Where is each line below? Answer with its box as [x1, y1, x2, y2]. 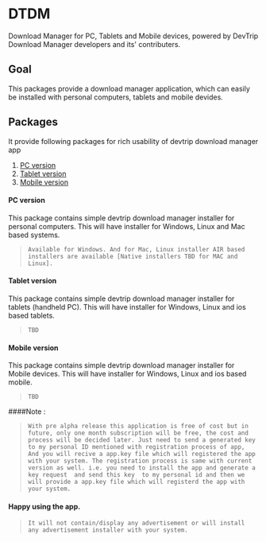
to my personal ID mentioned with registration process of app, [27, 443, 245, 451]
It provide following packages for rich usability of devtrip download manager [8, 136, 259, 146]
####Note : [8, 407, 46, 416]
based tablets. [8, 310, 56, 320]
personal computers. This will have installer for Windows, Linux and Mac [8, 221, 245, 231]
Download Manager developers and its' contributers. [8, 39, 181, 49]
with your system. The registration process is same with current [27, 457, 253, 466]
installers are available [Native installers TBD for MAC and [27, 252, 238, 260]
